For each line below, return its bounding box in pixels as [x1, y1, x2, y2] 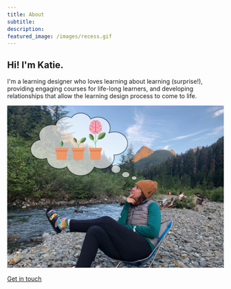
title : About [7, 11, 45, 18]
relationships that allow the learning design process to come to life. [7, 92, 197, 100]
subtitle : [7, 18, 36, 25]
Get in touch [7, 275, 43, 283]
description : [7, 25, 45, 32]
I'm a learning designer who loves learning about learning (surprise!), [7, 78, 203, 86]
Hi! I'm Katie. [7, 59, 64, 71]
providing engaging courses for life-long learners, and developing [7, 84, 194, 93]
